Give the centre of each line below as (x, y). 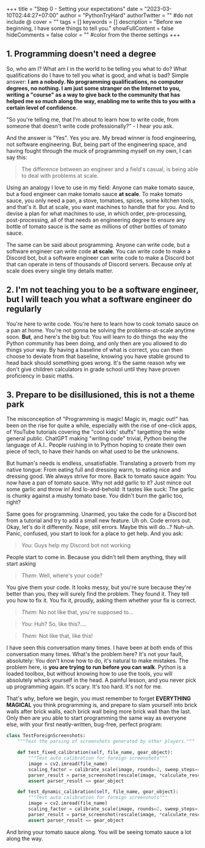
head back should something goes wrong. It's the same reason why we (96, 362)
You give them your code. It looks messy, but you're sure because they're (99, 587)
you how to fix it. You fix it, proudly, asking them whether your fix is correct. (102, 601)
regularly (24, 309)
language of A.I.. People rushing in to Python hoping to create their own (96, 445)
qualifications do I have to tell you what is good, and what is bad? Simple (98, 75)
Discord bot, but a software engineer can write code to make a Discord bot (100, 258)
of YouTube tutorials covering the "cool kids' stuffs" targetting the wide (95, 432)
